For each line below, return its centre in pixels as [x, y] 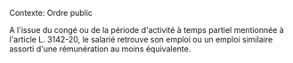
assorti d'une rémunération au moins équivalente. [100, 49]
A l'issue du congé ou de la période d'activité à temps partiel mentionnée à [147, 30]
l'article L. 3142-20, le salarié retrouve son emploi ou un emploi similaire [141, 39]
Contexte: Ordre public [51, 13]
